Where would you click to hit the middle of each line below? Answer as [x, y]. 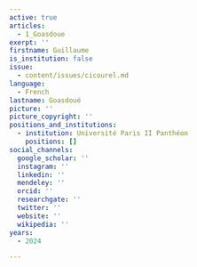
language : [28, 84]
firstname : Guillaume [49, 51]
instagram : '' [43, 166]
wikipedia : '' [43, 224]
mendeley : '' [41, 183]
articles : [28, 26]
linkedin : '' [41, 174]
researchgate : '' [49, 200]
